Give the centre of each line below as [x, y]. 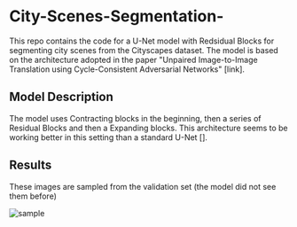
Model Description [61, 97]
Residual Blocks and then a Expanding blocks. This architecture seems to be [148, 128]
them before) [33, 196]
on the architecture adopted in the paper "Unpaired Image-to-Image [134, 59]
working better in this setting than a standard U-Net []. [109, 137]
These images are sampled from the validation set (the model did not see [143, 186]
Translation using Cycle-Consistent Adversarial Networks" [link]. [127, 69]
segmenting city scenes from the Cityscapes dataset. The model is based [144, 50]
